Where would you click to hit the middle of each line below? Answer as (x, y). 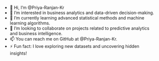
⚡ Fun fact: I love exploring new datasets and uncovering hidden (74, 46)
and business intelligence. (36, 33)
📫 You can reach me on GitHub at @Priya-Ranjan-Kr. (63, 39)
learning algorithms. (30, 23)
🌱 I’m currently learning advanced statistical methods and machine (77, 18)
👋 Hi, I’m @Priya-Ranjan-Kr (37, 8)
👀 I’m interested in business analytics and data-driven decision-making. (82, 13)
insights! (18, 53)
